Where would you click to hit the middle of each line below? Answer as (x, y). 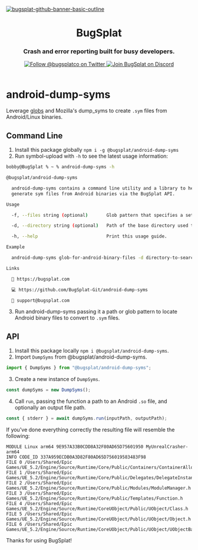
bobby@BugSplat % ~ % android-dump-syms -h (60, 167)
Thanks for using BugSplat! (39, 540)
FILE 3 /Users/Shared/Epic (39, 493)
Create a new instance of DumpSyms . (57, 379)
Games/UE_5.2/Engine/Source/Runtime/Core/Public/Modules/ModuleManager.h (99, 488)
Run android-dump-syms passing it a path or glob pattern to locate (96, 312)
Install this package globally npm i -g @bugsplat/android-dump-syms (97, 150)
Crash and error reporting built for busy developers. (99, 51)
